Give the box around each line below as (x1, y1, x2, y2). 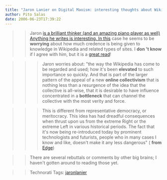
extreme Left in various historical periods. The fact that (42, 124, 155, 130)
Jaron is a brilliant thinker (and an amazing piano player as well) (29, 30, 161, 36)
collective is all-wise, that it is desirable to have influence (42, 88, 159, 94)
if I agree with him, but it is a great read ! (29, 51, 111, 57)
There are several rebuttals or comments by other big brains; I (29, 155, 157, 161)
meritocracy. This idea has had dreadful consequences (42, 113, 155, 119)
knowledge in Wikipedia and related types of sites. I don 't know (29, 46, 162, 52)
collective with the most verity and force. (42, 98, 126, 104)
